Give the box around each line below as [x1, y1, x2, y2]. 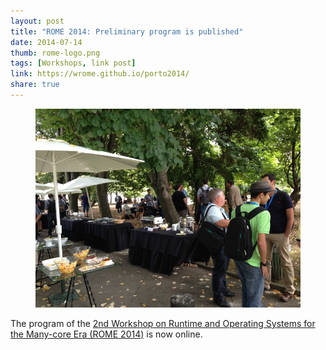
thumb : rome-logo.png [10, 48, 101, 58]
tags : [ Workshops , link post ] [10, 58, 137, 69]
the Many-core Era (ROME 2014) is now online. [10, 328, 203, 340]
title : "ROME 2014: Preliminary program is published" [10, 26, 244, 37]
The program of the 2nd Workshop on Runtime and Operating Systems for [10, 317, 316, 329]
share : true [10, 80, 60, 90]
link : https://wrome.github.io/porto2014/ [10, 69, 190, 79]
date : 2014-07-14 [10, 37, 83, 47]
